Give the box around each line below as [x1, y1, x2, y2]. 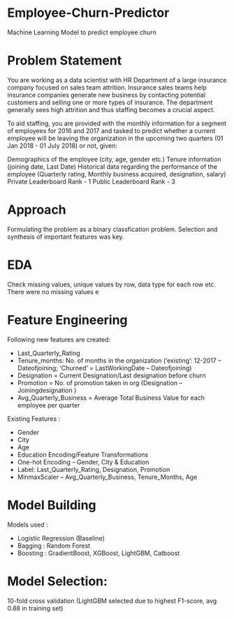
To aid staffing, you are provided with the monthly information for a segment [7, 119, 227, 127]
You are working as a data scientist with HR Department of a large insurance [7, 76, 227, 84]
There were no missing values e [7, 287, 99, 295]
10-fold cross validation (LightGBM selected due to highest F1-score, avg [7, 597, 217, 605]
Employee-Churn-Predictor [7, 5, 170, 21]
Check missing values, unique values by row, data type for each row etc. [7, 280, 217, 288]
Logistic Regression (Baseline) [17, 534, 105, 542]
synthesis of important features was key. [7, 232, 124, 241]
